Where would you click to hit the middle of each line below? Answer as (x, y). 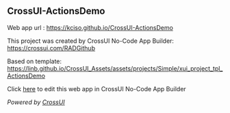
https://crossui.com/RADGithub (51, 48)
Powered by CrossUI (36, 102)
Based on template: (35, 61)
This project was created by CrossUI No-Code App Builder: (91, 41)
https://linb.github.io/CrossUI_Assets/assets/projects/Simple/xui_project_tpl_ (115, 68)
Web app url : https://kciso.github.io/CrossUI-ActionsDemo (90, 27)
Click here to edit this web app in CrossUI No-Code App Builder (97, 88)
